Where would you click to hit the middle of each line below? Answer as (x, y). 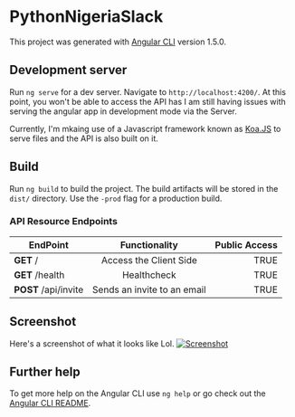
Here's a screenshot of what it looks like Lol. (92, 343)
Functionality (149, 244)
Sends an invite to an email (149, 289)
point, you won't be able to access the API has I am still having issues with (148, 101)
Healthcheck (149, 275)
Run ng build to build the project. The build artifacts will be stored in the (144, 188)
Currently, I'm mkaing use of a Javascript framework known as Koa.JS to (145, 128)
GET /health (39, 275)
